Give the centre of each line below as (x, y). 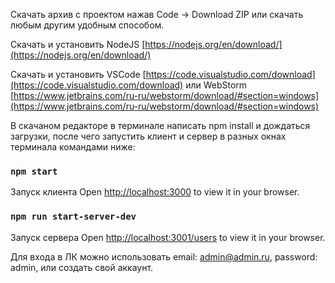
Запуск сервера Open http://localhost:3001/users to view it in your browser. (168, 237)
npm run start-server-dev (73, 217)
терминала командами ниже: (73, 147)
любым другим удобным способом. (87, 25)
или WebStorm (216, 85)
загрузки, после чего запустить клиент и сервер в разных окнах (148, 136)
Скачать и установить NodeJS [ (78, 44)
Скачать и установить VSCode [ (78, 74)
